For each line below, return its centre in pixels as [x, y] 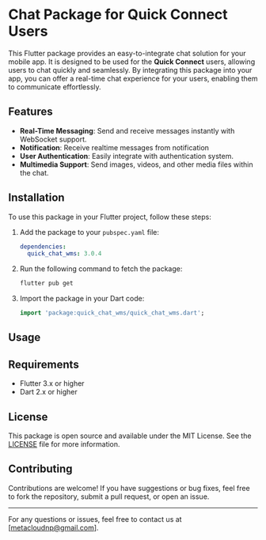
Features [30, 112]
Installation [36, 198]
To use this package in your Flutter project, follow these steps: [110, 217]
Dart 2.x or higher [48, 392]
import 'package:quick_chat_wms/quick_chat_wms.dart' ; [112, 313]
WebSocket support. [53, 139]
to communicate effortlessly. [55, 87]
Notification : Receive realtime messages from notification [114, 147]
